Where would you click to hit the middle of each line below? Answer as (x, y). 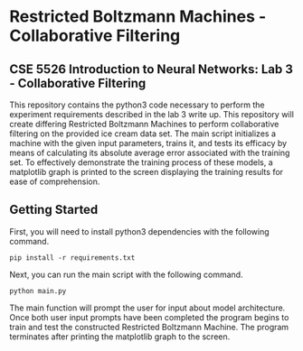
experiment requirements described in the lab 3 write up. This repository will (151, 114)
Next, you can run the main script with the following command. (126, 274)
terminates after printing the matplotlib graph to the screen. (120, 337)
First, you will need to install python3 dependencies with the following (139, 231)
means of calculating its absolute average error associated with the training (150, 152)
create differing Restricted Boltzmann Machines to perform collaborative (144, 124)
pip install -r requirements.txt (72, 258)
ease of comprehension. (55, 181)
